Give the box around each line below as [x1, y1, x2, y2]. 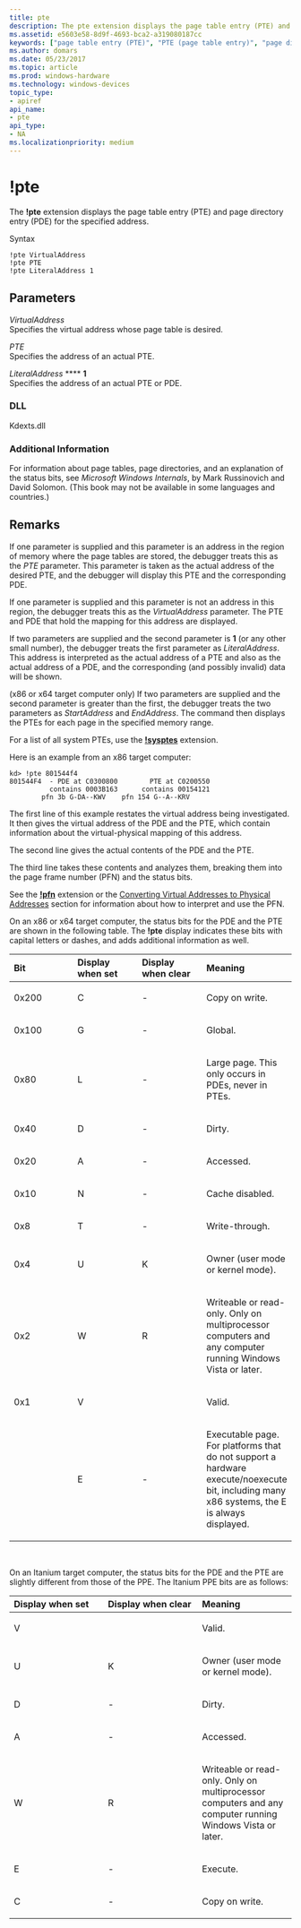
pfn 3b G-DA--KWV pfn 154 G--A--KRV [41, 792, 191, 802]
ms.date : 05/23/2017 [9, 55, 87, 64]
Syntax [9, 233, 36, 244]
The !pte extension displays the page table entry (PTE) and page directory [9, 206, 284, 217]
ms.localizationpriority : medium [9, 138, 134, 147]
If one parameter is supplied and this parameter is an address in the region [9, 541, 285, 552]
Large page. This [205, 1056, 278, 1069]
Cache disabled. [205, 1187, 275, 1200]
